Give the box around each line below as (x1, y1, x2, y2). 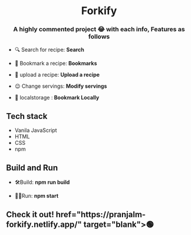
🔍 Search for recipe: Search (14, 46, 84, 54)
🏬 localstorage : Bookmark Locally (14, 94, 100, 101)
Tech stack (6, 111, 48, 121)
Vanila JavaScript (14, 127, 57, 134)
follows (88, 32, 110, 41)
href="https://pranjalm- (55, 209, 146, 219)
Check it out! (6, 209, 54, 219)
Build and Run (6, 163, 58, 173)
